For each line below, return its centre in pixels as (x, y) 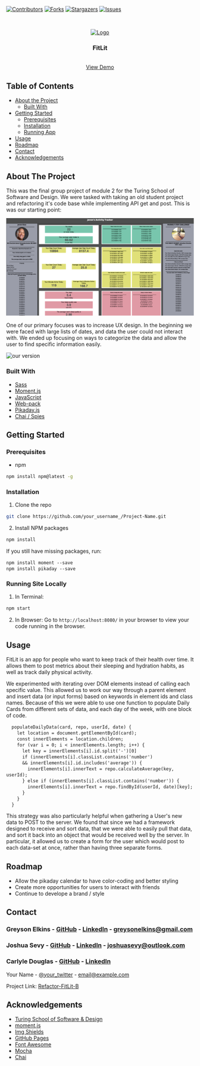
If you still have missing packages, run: (54, 551)
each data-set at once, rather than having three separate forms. (84, 848)
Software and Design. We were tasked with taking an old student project (95, 197)
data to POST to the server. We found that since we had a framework (90, 822)
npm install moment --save (40, 563)
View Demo (100, 67)
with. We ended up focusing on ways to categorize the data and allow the (96, 338)
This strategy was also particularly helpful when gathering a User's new (94, 816)
